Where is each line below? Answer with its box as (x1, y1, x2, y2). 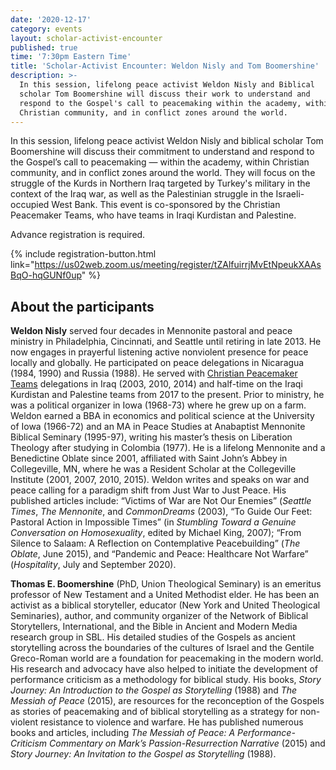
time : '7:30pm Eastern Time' (10, 52, 132, 62)
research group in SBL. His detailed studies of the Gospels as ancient (10, 631, 296, 643)
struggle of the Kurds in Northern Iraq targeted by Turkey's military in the (10, 177, 311, 190)
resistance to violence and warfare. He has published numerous (39, 716, 304, 728)
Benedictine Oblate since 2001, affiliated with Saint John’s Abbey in (10, 452, 288, 465)
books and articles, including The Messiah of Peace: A (10, 727, 236, 739)
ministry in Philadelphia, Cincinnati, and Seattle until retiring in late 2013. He (10, 336, 322, 348)
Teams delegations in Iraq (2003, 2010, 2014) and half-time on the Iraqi (10, 378, 303, 390)
